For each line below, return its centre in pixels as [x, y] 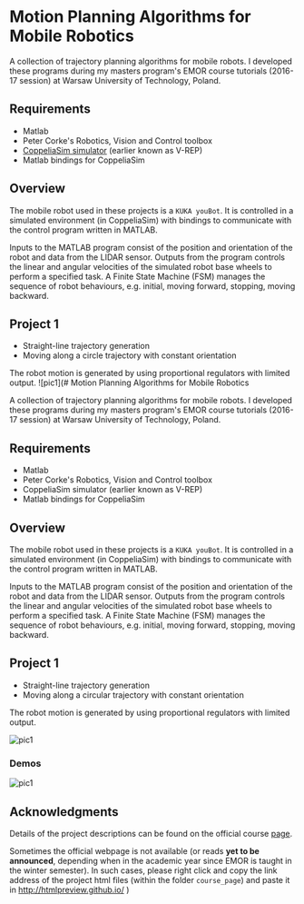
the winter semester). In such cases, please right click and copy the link [143, 870]
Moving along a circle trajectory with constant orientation [129, 355]
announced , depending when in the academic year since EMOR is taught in [151, 860]
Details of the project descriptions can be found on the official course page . [151, 833]
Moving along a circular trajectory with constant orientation [133, 695]
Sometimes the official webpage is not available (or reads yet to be [135, 850]
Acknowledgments [64, 812]
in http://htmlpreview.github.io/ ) [69, 889]
